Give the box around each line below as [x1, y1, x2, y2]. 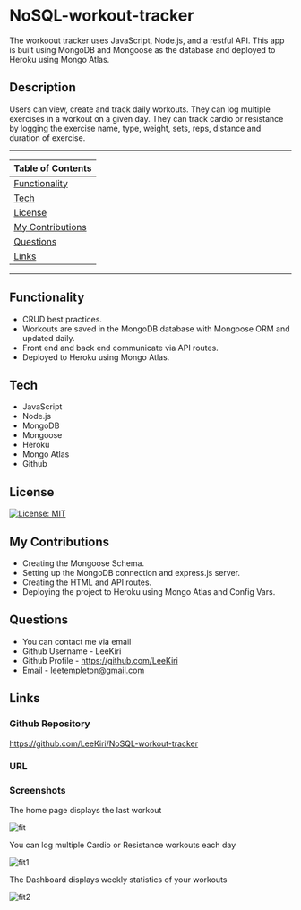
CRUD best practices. [21, 313, 103, 324]
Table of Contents [13, 162, 92, 175]
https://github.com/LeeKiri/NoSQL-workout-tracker [9, 738, 199, 749]
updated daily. [21, 332, 75, 343]
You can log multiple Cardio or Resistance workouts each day [9, 839, 236, 850]
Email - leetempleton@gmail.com [21, 665, 145, 675]
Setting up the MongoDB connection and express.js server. [21, 568, 240, 578]
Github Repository [9, 717, 91, 730]
